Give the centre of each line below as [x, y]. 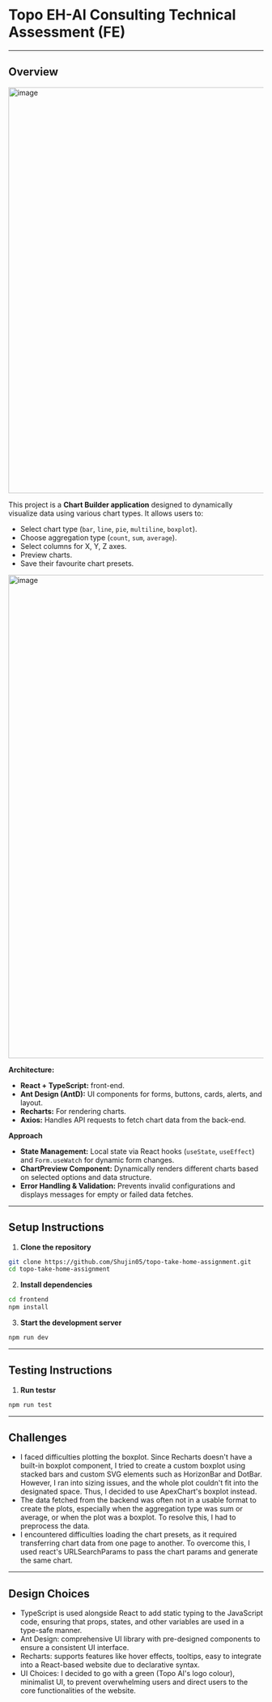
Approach [25, 1135]
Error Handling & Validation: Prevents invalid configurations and [127, 1185]
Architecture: [32, 1070]
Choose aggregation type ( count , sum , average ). [98, 538]
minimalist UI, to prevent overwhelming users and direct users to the [134, 1682]
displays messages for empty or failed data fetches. [107, 1194]
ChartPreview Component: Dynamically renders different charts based [139, 1168]
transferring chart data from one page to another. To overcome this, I [135, 1543]
